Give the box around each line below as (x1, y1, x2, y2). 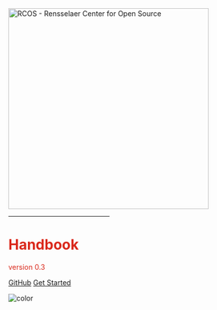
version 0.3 (8, 262, 46, 271)
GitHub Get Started (8, 277, 71, 288)
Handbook (8, 236, 79, 254)
